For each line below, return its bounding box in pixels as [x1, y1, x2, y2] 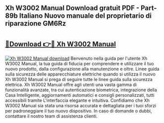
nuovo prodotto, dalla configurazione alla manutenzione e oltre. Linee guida [5, 66, 160, 72]
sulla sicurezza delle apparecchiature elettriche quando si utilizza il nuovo [5, 71, 156, 77]
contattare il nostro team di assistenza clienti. [5, 113, 98, 119]
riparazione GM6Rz [5, 19, 66, 28]
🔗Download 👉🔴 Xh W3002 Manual [5, 40, 116, 48]
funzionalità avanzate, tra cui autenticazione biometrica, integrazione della [5, 87, 157, 93]
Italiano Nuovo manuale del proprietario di [19, 12, 152, 20]
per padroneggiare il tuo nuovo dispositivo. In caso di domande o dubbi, [5, 108, 152, 114]
